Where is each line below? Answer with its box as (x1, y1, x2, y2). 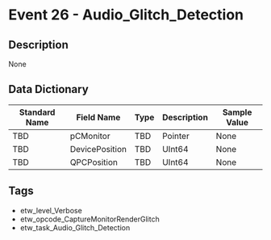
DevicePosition (69, 143, 127, 154)
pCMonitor (69, 130, 110, 141)
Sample (222, 107, 252, 118)
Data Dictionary (8, 82, 89, 96)
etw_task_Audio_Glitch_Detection (19, 222, 131, 232)
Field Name (76, 112, 121, 123)
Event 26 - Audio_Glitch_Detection (8, 6, 244, 24)
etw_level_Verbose (19, 205, 82, 215)
